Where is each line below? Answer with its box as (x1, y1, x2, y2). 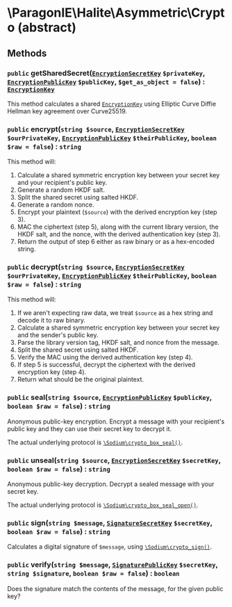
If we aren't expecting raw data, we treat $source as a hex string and (17, 309, 213, 317)
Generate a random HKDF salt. (17, 186, 106, 194)
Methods (7, 47, 47, 59)
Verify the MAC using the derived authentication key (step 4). (17, 353, 193, 362)
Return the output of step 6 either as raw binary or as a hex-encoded (17, 238, 215, 246)
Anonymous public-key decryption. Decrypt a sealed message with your (7, 480, 215, 488)
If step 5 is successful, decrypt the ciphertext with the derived (17, 360, 196, 369)
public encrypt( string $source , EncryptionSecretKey (7, 124, 185, 133)
